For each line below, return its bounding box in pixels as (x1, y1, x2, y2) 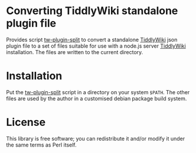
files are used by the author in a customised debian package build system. (6, 95, 187, 102)
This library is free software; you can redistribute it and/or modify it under (6, 135, 185, 142)
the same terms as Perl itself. (6, 141, 77, 148)
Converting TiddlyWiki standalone (6, 4, 178, 18)
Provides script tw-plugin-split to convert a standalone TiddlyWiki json (6, 36, 178, 43)
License (6, 116, 46, 129)
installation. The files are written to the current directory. (6, 48, 143, 55)
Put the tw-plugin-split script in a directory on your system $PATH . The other (6, 88, 190, 95)
